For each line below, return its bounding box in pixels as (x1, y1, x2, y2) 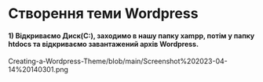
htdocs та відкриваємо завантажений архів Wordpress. (8, 39, 199, 48)
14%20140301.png (8, 65, 69, 74)
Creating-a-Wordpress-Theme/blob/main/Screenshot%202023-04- (8, 56, 228, 66)
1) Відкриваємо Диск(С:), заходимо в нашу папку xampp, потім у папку (8, 30, 255, 40)
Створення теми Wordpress (8, 5, 199, 23)
